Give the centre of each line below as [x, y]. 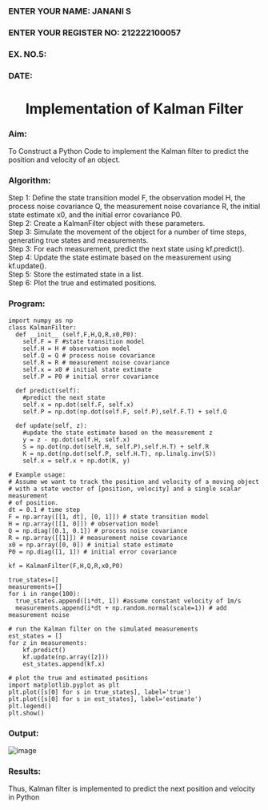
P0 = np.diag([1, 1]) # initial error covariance [93, 552]
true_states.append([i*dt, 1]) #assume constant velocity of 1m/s [128, 601]
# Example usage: [37, 474]
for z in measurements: [48, 643]
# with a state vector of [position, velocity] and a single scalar [125, 489]
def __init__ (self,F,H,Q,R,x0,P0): [76, 334]
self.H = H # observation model [76, 349]
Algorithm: [30, 180]
